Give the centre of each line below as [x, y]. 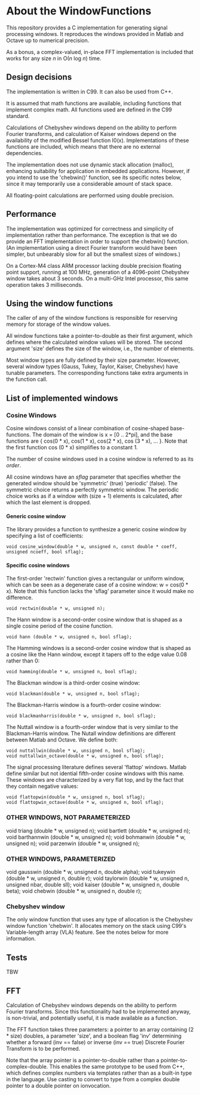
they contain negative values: [42, 787]
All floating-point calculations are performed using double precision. [90, 195]
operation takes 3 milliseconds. [44, 285]
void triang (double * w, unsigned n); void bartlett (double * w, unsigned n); [99, 830]
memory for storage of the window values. [59, 324]
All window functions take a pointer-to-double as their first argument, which [99, 336]
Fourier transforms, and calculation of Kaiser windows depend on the [91, 134]
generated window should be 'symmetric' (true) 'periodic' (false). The [92, 483]
